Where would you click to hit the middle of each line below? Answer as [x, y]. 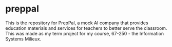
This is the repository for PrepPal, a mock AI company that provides [77, 23]
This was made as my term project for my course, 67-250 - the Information [85, 33]
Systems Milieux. [23, 39]
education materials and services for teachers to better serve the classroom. [86, 28]
